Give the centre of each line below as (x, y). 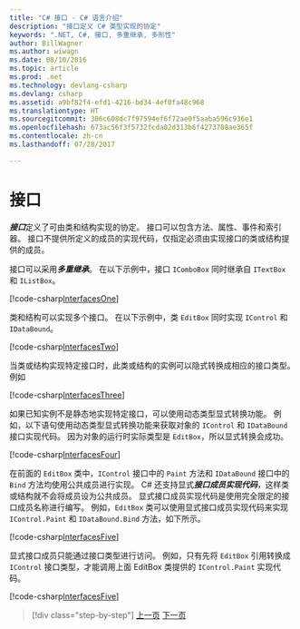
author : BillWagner (46, 43)
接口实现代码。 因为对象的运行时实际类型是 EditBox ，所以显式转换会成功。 (149, 436)
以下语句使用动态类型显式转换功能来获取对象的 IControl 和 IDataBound (156, 425)
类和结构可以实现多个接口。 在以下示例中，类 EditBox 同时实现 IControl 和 (149, 317)
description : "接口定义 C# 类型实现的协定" (85, 26)
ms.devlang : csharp (46, 93)
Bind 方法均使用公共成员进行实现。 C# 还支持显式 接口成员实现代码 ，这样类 (150, 484)
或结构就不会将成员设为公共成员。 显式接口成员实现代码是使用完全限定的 (145, 496)
